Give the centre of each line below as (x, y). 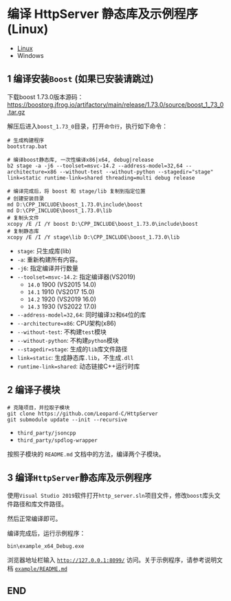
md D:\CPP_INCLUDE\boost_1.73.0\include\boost (75, 204)
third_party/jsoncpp (46, 433)
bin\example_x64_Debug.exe (46, 547)
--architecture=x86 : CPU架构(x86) (67, 323)
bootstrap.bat (27, 146)
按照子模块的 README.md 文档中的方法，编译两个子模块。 (86, 454)
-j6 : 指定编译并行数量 (48, 268)
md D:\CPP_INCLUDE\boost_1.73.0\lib (59, 211)
